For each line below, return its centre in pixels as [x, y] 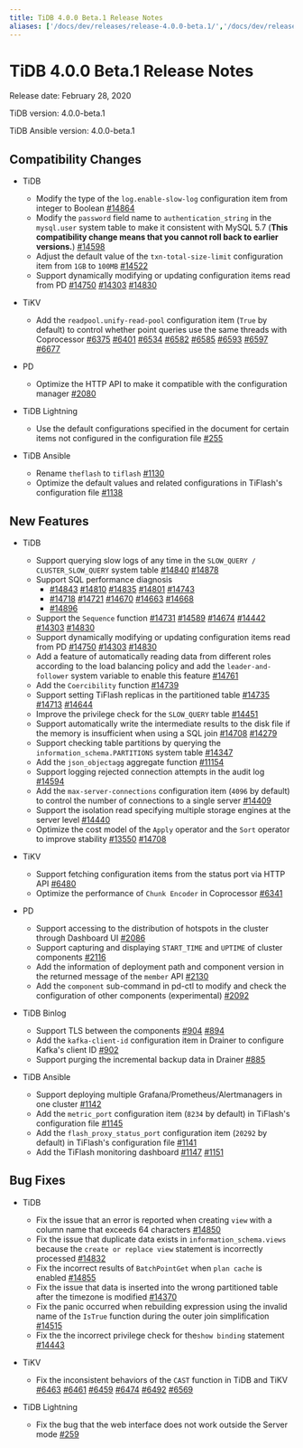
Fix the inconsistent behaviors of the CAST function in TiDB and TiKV [162, 1379]
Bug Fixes [37, 1181]
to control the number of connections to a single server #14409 [154, 800]
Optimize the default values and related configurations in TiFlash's [159, 483]
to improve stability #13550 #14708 [101, 839]
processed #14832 [71, 1258]
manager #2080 [66, 393]
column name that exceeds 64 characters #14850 [128, 1229]
